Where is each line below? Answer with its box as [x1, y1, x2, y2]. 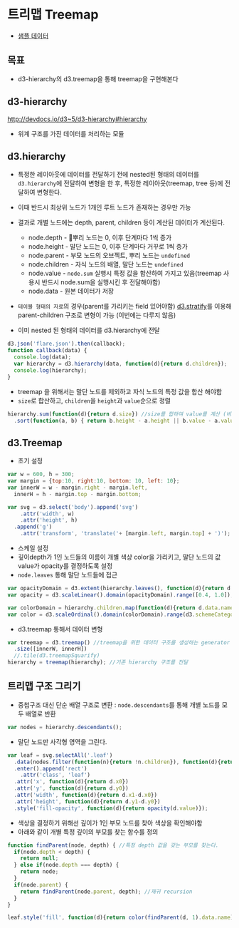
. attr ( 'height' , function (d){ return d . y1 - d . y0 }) [14, 798, 161, 805]
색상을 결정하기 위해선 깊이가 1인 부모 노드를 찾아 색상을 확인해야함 [17, 818, 203, 827]
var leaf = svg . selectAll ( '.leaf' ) [7, 751, 113, 759]
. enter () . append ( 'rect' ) [14, 765, 87, 772]
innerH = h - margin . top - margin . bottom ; [14, 490, 142, 497]
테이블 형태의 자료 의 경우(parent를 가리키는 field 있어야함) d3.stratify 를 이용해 [17, 302, 232, 311]
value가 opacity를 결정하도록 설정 [17, 562, 113, 570]
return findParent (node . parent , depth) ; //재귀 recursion [20, 888, 193, 895]
